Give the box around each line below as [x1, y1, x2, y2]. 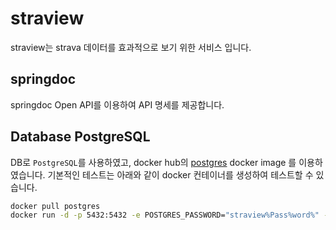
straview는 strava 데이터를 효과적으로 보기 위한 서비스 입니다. [10, 41, 252, 53]
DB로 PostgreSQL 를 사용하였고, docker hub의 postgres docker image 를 [10, 156, 297, 168]
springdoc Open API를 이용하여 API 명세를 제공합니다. [10, 98, 225, 111]
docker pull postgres [10, 201, 101, 211]
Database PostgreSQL [10, 128, 151, 146]
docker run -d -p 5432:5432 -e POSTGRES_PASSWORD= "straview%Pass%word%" [10, 210, 320, 221]
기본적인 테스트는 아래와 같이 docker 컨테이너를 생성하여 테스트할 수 [47, 168, 314, 181]
